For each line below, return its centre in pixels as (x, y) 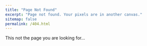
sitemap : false (21, 19)
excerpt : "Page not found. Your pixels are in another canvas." (74, 14)
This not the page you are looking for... (45, 38)
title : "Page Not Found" (31, 10)
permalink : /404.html (28, 24)
